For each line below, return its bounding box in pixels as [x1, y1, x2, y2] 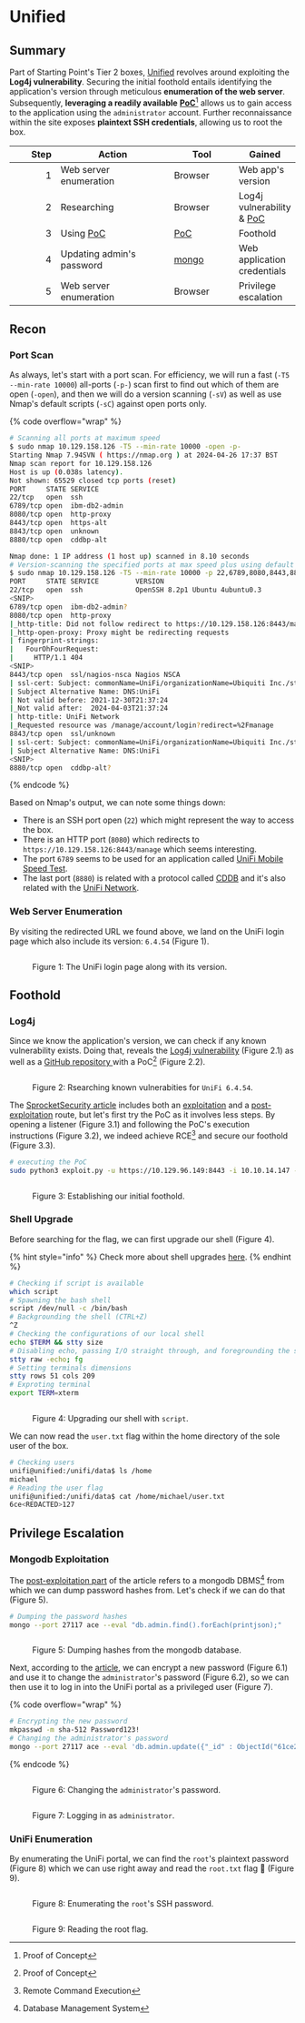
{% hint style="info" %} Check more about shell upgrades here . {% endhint [9, 1251, 292, 1262]
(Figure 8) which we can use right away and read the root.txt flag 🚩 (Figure [9, 1863, 295, 1874]
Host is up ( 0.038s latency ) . [9, 467, 124, 477]
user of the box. [9, 1441, 69, 1452]
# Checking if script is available [9, 1279, 144, 1288]
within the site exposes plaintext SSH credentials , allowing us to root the [9, 116, 283, 127]
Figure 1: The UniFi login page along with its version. [32, 961, 228, 972]
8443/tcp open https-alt [9, 519, 107, 528]
